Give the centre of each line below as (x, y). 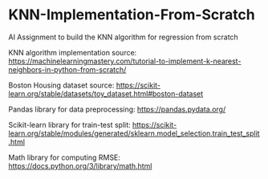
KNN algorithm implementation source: (73, 52)
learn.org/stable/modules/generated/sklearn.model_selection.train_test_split (134, 133)
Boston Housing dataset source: (61, 85)
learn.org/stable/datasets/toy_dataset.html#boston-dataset (106, 93)
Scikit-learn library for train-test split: (69, 124)
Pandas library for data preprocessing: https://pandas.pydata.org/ (117, 109)
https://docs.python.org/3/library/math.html (80, 165)
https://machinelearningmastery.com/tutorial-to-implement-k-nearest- (125, 61)
